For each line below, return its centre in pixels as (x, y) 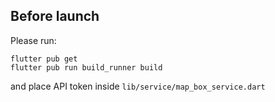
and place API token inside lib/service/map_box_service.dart (138, 86)
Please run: (33, 40)
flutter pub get (44, 59)
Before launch (55, 16)
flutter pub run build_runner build (86, 67)
